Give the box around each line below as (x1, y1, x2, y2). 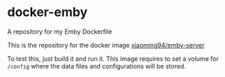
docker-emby (7, 4, 88, 20)
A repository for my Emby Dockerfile (7, 27, 112, 36)
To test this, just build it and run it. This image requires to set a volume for (7, 54, 219, 63)
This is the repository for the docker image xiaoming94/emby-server (7, 41, 205, 49)
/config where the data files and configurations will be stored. (7, 62, 187, 70)
